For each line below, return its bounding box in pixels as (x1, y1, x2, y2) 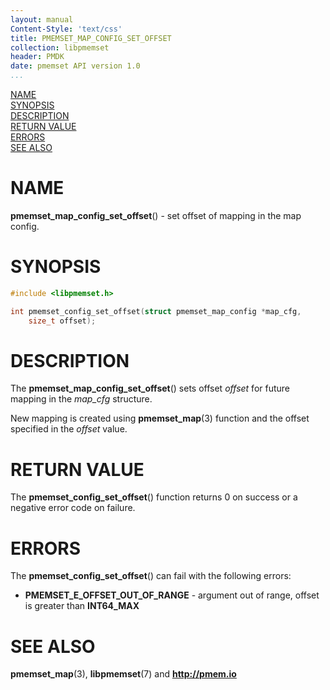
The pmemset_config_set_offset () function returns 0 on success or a (10, 491, 298, 503)
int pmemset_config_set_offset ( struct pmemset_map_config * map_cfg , (10, 306, 302, 316)
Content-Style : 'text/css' (10, 24, 123, 34)
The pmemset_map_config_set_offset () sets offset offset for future (10, 382, 291, 395)
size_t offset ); (28, 316, 97, 326)
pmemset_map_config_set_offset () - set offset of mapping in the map (10, 209, 302, 221)
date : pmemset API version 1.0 (10, 61, 141, 71)
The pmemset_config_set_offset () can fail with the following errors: (10, 570, 292, 582)
